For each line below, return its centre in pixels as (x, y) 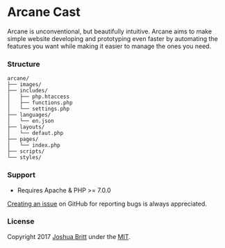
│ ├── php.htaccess (39, 97)
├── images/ (24, 85)
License (21, 222)
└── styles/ (24, 158)
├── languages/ (29, 115)
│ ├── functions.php (40, 103)
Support (22, 175)
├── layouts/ (26, 127)
